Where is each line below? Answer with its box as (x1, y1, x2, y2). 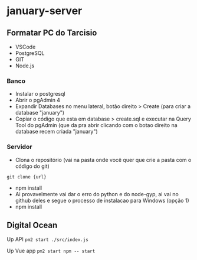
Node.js (15, 62, 35, 69)
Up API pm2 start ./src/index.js (6, 236, 89, 243)
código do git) (15, 162, 50, 170)
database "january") (15, 109, 64, 116)
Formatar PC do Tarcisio (6, 28, 97, 38)
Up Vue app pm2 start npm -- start (6, 247, 96, 255)
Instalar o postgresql (15, 90, 65, 97)
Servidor (6, 143, 32, 151)
